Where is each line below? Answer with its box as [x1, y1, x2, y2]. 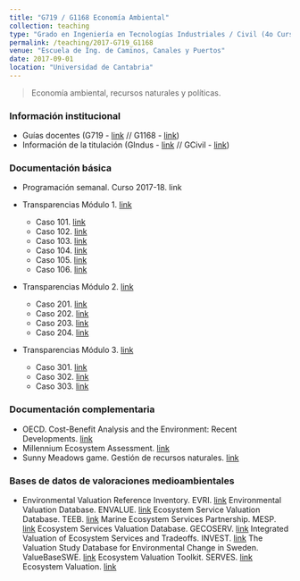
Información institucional [9, 109, 121, 122]
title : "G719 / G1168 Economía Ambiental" [9, 13, 170, 22]
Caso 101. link [35, 216, 87, 228]
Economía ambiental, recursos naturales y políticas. [30, 87, 221, 98]
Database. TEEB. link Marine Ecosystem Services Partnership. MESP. [21, 514, 277, 525]
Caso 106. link [35, 265, 87, 275]
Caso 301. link [35, 362, 87, 373]
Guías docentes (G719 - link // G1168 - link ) [21, 131, 180, 141]
